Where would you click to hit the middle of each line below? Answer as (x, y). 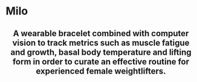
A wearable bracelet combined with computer (101, 33)
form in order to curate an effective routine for (101, 61)
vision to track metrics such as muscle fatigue (101, 43)
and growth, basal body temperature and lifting (101, 52)
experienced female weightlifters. (101, 71)
